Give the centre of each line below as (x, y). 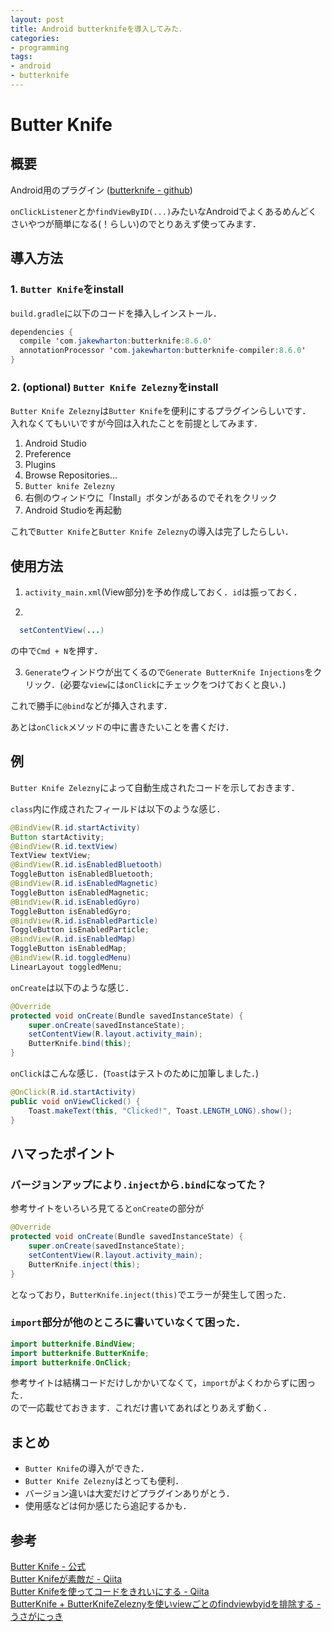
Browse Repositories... (71, 475)
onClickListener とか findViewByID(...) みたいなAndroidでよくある (146, 211)
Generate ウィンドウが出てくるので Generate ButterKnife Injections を (169, 672)
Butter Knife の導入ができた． (87, 1468)
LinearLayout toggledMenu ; (66, 967)
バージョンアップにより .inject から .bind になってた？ (138, 1184)
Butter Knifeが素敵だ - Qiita (66, 1579)
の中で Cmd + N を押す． (56, 651)
